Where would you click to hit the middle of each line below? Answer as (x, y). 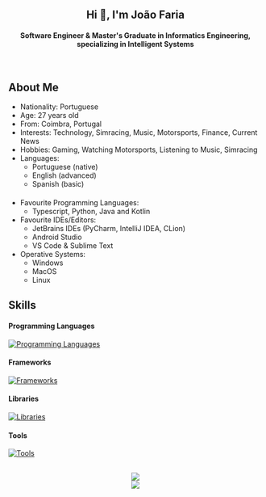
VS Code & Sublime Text (73, 246)
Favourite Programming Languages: (79, 202)
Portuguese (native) (65, 167)
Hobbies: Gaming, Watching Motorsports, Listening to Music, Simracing (139, 150)
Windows (48, 263)
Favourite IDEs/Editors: (58, 220)
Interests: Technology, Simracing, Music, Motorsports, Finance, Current (139, 133)
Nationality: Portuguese (59, 107)
